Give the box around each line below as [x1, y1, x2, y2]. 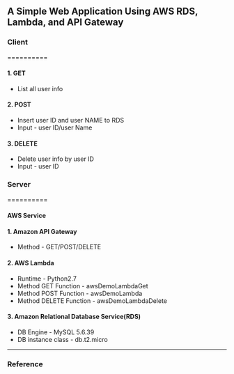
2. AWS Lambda [7, 258, 54, 267]
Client [7, 38, 28, 47]
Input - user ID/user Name [17, 123, 93, 132]
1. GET [7, 69, 26, 77]
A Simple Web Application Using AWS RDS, [7, 6, 198, 17]
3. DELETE [7, 139, 38, 148]
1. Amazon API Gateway [7, 227, 78, 235]
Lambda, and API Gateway [7, 17, 124, 29]
